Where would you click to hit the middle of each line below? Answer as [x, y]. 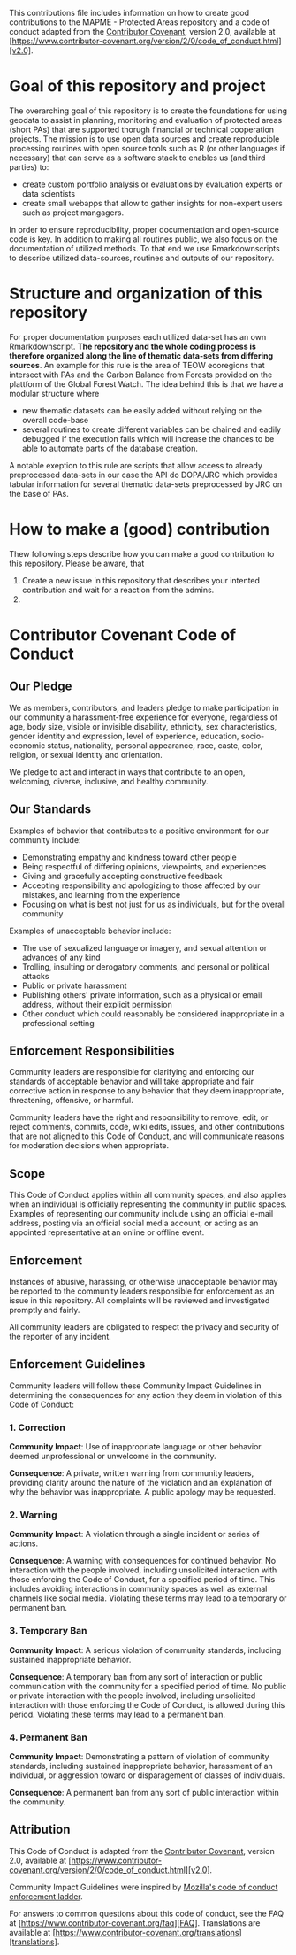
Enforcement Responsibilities [92, 1051]
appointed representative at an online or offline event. [107, 1232]
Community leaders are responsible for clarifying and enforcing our [132, 1072]
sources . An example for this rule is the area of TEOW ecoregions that [137, 365]
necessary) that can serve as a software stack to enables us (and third [137, 158]
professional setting [58, 1023]
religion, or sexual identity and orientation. [86, 754]
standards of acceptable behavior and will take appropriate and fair [132, 1082]
